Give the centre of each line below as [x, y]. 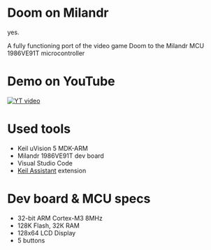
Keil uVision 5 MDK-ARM [53, 148]
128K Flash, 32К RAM [49, 226]
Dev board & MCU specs [79, 199]
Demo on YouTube [61, 81]
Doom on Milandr [58, 13]
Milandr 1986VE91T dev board [61, 156]
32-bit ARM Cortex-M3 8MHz [60, 218]
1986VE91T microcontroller [46, 53]
